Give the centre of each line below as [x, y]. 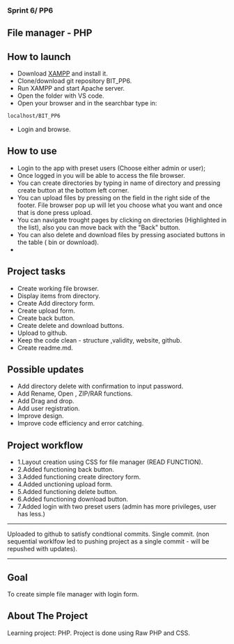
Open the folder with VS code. [61, 96]
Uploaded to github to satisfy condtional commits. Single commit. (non [108, 534]
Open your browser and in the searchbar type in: [87, 103]
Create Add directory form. [56, 303]
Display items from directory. [59, 296]
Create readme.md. [45, 347]
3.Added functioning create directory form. [79, 477]
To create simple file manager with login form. [73, 594]
